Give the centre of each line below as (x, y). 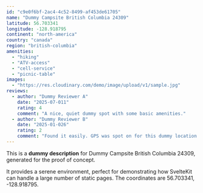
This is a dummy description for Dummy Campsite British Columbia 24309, (101, 153)
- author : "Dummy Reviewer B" (50, 119)
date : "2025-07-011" (43, 102)
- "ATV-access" (31, 63)
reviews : (17, 91)
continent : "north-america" (42, 35)
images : (16, 80)
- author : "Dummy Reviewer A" (50, 96)
